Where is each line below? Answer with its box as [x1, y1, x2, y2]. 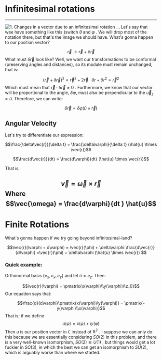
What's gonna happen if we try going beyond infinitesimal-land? [5, 235, 133, 241]
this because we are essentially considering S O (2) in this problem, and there [5, 334, 157, 340]
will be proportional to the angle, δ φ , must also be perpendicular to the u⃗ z [5, 90, 154, 96]
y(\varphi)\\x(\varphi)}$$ [56, 305, 106, 311]
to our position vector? [5, 39, 50, 45]
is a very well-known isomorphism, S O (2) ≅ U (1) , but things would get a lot [5, 339, 155, 345]
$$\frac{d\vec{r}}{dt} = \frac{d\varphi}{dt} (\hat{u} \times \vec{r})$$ [13, 156, 149, 162]
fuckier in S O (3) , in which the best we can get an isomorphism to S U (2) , [5, 344, 148, 350]
